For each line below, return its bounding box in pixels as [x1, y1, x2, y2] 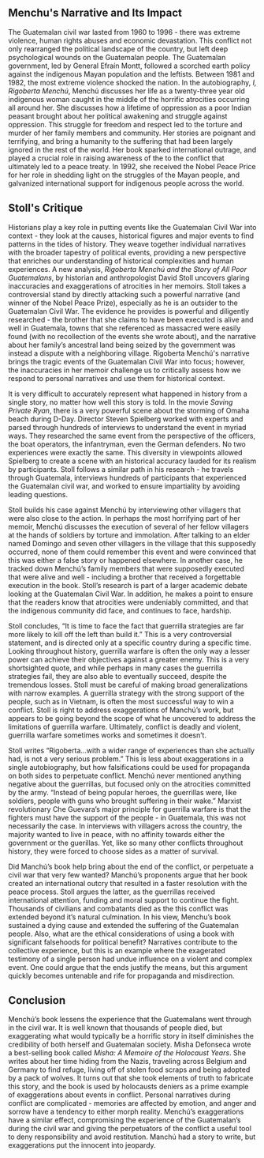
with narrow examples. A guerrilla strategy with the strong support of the [8, 688, 245, 698]
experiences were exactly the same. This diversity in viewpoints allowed [8, 447, 243, 457]
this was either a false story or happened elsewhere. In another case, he [8, 555, 243, 564]
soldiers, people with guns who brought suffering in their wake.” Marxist [8, 796, 243, 805]
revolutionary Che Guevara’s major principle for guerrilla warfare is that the [8, 804, 251, 813]
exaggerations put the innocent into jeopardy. [8, 1141, 156, 1150]
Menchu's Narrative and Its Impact [8, 6, 183, 20]
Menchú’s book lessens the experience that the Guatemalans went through [8, 1015, 252, 1024]
